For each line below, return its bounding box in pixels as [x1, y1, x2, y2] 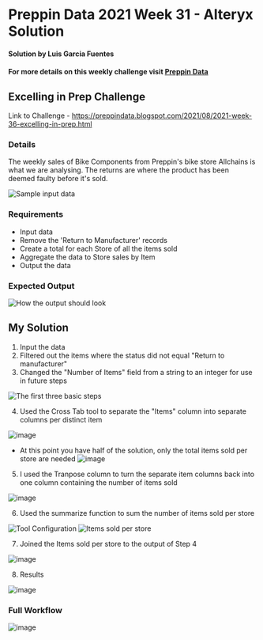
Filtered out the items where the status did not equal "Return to [19, 350, 225, 360]
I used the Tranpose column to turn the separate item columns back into [19, 469, 255, 479]
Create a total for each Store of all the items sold [19, 244, 178, 253]
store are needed [19, 453, 77, 464]
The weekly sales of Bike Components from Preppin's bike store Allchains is [8, 157, 256, 167]
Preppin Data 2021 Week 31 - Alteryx [8, 6, 254, 24]
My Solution [8, 321, 70, 335]
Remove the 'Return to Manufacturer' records [19, 235, 168, 244]
